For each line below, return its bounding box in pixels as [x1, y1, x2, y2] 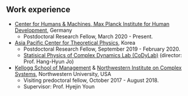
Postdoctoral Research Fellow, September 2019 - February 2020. [23, 45, 181, 52]
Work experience [6, 5, 70, 15]
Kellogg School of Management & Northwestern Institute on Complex [14, 64, 182, 71]
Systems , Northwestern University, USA [14, 70, 112, 77]
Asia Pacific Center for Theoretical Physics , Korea [14, 39, 136, 46]
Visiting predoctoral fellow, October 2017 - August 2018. [23, 77, 159, 84]
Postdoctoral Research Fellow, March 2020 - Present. [23, 32, 153, 40]
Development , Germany [14, 27, 72, 34]
